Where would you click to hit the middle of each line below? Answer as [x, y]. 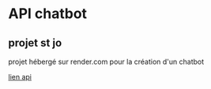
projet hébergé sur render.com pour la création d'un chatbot [106, 61]
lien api [20, 77]
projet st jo [35, 43]
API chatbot [48, 14]
